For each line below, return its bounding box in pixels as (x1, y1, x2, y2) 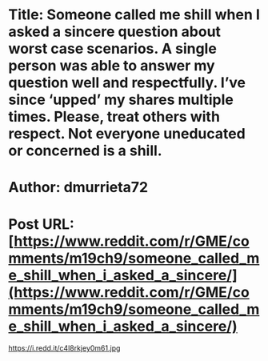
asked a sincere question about (8, 22, 222, 41)
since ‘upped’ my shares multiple (8, 90, 234, 109)
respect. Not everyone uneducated (8, 125, 246, 143)
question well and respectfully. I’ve (8, 74, 246, 92)
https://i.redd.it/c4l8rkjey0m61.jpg (8, 343, 121, 353)
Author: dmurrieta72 (8, 178, 149, 197)
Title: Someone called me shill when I (8, 6, 260, 24)
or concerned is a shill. (8, 142, 162, 160)
